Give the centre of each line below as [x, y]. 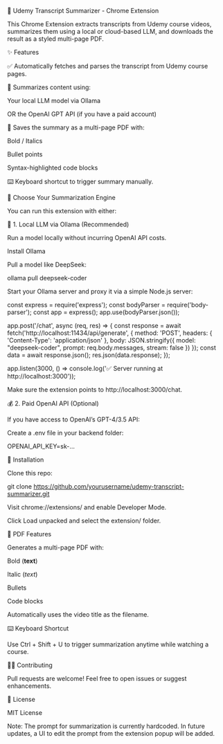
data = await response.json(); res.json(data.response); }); [89, 355]
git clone [20, 487]
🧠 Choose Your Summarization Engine [61, 198]
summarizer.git [28, 494]
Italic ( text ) [23, 574]
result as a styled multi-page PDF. [55, 39]
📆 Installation [26, 460]
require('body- [188, 305]
